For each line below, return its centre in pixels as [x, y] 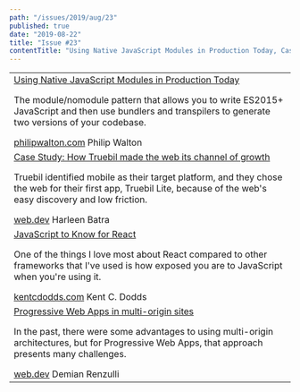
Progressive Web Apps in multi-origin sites [104, 311]
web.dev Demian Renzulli [67, 374]
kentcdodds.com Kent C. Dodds [80, 297]
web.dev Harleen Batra [62, 220]
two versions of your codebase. [80, 123]
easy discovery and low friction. [80, 200]
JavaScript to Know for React [75, 234]
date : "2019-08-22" [46, 34]
